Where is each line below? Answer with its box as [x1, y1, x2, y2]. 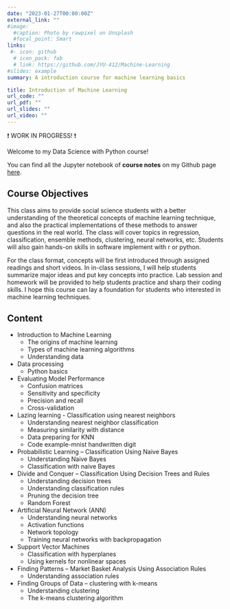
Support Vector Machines [16, 543, 90, 551]
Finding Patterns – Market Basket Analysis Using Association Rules [16, 565, 207, 573]
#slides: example [7, 67, 57, 74]
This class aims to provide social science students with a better [7, 206, 187, 214]
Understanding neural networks [27, 513, 117, 522]
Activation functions [27, 521, 84, 529]
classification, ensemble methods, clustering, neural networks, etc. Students [7, 235, 224, 244]
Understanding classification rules [27, 484, 125, 493]
